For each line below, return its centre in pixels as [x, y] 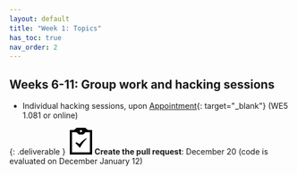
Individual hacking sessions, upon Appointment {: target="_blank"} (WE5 [155, 106]
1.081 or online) [50, 115]
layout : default [39, 19]
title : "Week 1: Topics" [55, 28]
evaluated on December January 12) [76, 162]
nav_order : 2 [34, 47]
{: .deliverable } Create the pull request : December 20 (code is [139, 152]
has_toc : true [36, 37]
